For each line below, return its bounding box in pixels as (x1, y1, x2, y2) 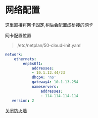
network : (5, 52, 23, 57)
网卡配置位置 (5, 32, 31, 38)
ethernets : (14, 57, 37, 61)
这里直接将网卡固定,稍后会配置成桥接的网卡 (5, 22, 94, 28)
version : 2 (11, 98, 35, 103)
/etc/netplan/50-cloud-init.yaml (17, 42, 82, 48)
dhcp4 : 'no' (31, 75, 56, 80)
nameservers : (31, 84, 58, 89)
